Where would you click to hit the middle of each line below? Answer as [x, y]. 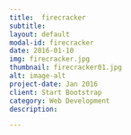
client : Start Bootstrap [56, 92]
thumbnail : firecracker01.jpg [66, 68]
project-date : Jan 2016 [54, 84]
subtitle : [28, 26]
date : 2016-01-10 [42, 51]
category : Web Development [60, 101]
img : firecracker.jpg [50, 59]
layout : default [39, 34]
